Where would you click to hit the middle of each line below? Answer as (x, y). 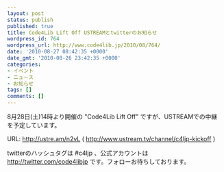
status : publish (30, 20)
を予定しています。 (34, 125)
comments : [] (26, 97)
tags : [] (20, 90)
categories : (24, 64)
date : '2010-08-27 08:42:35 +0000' (58, 52)
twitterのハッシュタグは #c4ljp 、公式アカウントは (78, 153)
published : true (30, 26)
